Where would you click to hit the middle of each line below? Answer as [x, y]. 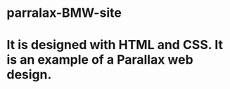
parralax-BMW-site [64, 13]
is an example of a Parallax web [100, 60]
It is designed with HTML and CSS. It [115, 45]
